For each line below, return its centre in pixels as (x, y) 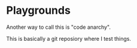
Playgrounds (38, 10)
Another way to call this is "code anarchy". (59, 27)
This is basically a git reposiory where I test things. (69, 38)
